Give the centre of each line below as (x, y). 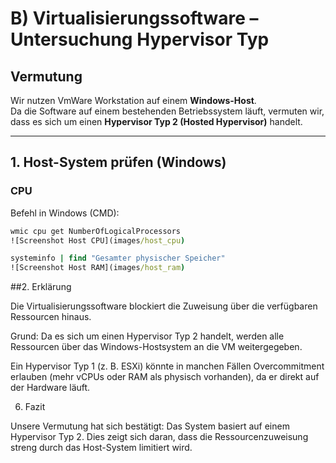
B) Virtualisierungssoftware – (134, 18)
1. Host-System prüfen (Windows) (118, 162)
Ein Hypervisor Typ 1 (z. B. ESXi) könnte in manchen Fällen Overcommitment (167, 366)
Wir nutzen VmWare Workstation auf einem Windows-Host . (133, 100)
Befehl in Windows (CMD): (65, 213)
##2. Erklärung (41, 287)
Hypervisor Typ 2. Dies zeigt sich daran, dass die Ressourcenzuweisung (159, 437)
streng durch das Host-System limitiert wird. (101, 448)
